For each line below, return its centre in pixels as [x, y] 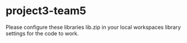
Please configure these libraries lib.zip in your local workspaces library [93, 27]
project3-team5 [46, 11]
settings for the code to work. [42, 33]
